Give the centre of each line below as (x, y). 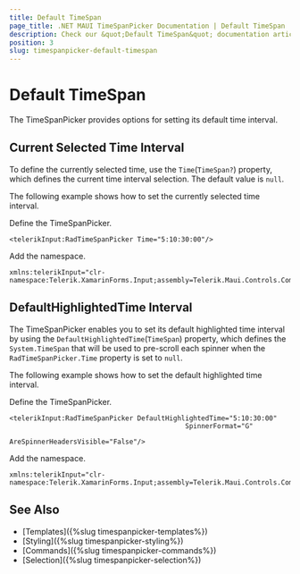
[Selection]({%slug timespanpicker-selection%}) (112, 560)
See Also (34, 510)
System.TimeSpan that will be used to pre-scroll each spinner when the (137, 348)
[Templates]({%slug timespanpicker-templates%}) (115, 531)
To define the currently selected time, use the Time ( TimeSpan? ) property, (141, 169)
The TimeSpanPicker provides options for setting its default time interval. (144, 120)
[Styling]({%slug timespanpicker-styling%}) (103, 541)
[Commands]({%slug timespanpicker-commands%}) (119, 550)
